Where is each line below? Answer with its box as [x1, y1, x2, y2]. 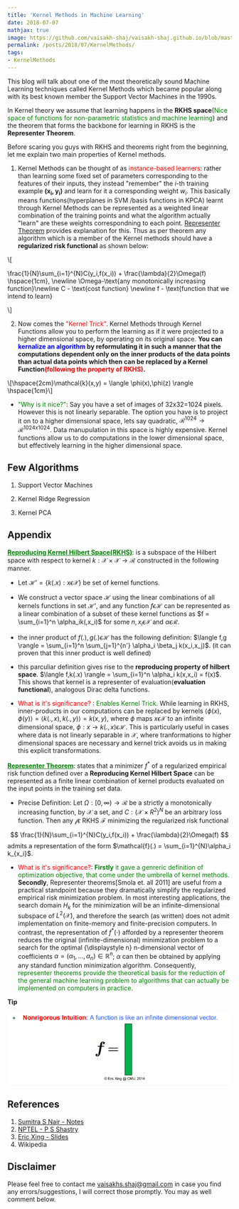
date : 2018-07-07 [7, 19, 59, 26]
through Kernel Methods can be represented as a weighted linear [17, 203, 209, 212]
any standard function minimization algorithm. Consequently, [17, 961, 197, 969]
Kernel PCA [17, 508, 52, 517]
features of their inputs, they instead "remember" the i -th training [17, 179, 209, 187]
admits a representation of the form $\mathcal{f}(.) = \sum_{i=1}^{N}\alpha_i [7, 841, 231, 850]
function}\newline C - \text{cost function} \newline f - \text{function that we [7, 284, 230, 292]
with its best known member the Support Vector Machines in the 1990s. [7, 92, 217, 101]
